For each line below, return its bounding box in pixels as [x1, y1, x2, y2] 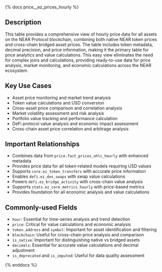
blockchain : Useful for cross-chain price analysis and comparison [12, 232, 144, 238]
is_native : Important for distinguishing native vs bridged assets [12, 237, 140, 243]
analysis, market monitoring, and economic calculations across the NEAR [5, 62, 152, 68]
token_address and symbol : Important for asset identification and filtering [12, 227, 157, 232]
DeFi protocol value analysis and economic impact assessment [12, 121, 139, 126]
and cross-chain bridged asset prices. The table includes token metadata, [5, 42, 153, 47]
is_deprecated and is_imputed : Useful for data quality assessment [12, 252, 145, 258]
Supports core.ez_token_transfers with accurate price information [12, 168, 146, 174]
